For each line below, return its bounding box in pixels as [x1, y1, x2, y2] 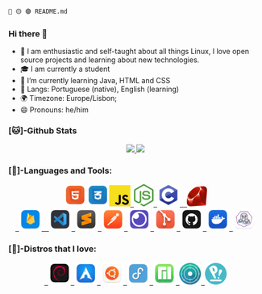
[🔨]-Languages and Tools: [8, 165, 113, 176]
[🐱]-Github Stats [8, 125, 77, 136]
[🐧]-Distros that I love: [8, 243, 97, 254]
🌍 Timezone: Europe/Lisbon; [19, 94, 117, 103]
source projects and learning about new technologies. [19, 55, 200, 65]
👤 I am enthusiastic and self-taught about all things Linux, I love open [19, 47, 250, 57]
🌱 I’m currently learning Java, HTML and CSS [19, 76, 171, 86]
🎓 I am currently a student [19, 64, 110, 74]
